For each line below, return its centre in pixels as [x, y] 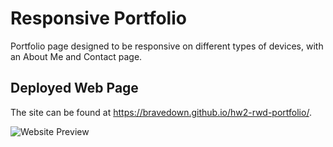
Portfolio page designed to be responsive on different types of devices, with [167, 46]
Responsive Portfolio [98, 18]
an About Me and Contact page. [76, 56]
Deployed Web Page [74, 88]
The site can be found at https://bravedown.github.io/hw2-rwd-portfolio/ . [161, 112]
